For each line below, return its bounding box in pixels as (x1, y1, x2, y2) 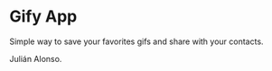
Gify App (9, 6, 78, 27)
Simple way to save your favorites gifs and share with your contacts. (9, 36, 264, 47)
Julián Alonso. (9, 53, 62, 64)
